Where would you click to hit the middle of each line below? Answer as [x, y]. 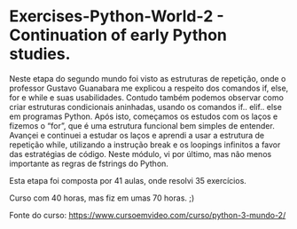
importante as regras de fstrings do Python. [89, 163]
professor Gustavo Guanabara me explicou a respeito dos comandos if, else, [149, 88]
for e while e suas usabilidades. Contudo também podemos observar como [146, 97]
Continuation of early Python [118, 35]
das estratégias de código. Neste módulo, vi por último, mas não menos [141, 154]
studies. [40, 54]
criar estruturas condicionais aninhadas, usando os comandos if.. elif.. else [145, 107]
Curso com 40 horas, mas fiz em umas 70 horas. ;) [102, 198]
